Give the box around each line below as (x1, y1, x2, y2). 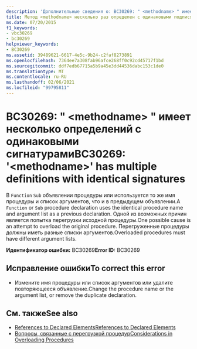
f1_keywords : (6, 25, 38, 31)
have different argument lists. (6, 235, 77, 242)
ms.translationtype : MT (6, 69, 64, 74)
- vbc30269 (6, 30, 33, 36)
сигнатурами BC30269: (6, 148, 126, 161)
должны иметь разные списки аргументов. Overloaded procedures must (6, 229, 186, 236)
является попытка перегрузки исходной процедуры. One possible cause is (6, 216, 191, 223)
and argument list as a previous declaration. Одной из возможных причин (6, 210, 187, 217)
